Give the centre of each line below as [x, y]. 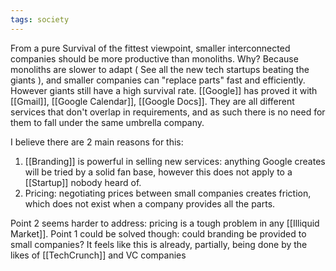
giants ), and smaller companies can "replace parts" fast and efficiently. [158, 80]
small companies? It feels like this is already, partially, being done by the [159, 244]
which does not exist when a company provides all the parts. [150, 203]
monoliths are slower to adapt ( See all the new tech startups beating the [160, 69]
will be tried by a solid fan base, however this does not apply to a [158, 172]
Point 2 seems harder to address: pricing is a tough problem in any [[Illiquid [165, 223]
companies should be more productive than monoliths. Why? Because [154, 58]
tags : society [40, 19]
